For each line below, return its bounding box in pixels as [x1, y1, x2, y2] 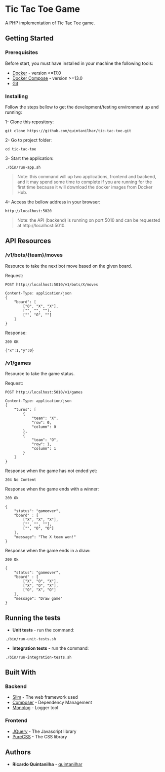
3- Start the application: [5, 155, 53, 161]
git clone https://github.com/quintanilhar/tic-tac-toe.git [5, 128, 132, 133]
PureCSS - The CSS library [12, 733, 68, 739]
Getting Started [5, 34, 54, 43]
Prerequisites [5, 49, 38, 56]
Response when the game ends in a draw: [5, 547, 90, 553]
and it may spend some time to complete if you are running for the [17, 179, 152, 185]
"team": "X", [31, 416, 58, 421]
